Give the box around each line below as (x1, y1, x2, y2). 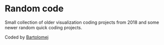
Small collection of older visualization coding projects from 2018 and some (5, 19, 159, 25)
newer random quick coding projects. (5, 24, 83, 30)
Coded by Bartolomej (5, 34, 49, 40)
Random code (5, 3, 64, 14)
